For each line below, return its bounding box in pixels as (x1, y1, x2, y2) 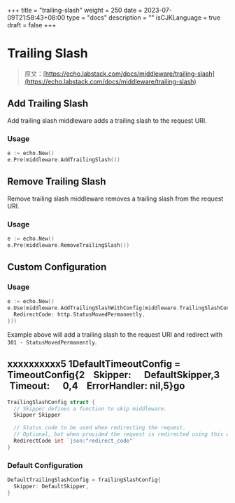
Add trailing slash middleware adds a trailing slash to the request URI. (7, 116, 208, 125)
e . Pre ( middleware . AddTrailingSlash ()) (7, 156, 120, 163)
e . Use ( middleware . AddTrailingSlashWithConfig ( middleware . (7, 304, 180, 311)
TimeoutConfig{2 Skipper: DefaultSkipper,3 (7, 369, 220, 381)
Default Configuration (7, 460, 83, 470)
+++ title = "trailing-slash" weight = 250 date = (7, 6, 143, 14)
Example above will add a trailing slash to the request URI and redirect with (7, 330, 222, 339)
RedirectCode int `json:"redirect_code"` (13, 438, 136, 445)
